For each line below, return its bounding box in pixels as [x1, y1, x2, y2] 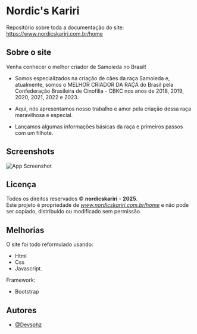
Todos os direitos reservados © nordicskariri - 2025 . [6, 195, 138, 203]
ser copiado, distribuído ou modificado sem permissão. [6, 208, 142, 215]
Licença [6, 179, 37, 190]
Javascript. [14, 265, 43, 272]
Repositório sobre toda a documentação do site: [6, 24, 124, 31]
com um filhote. [14, 129, 54, 136]
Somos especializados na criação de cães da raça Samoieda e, [14, 74, 170, 81]
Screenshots [6, 147, 55, 157]
